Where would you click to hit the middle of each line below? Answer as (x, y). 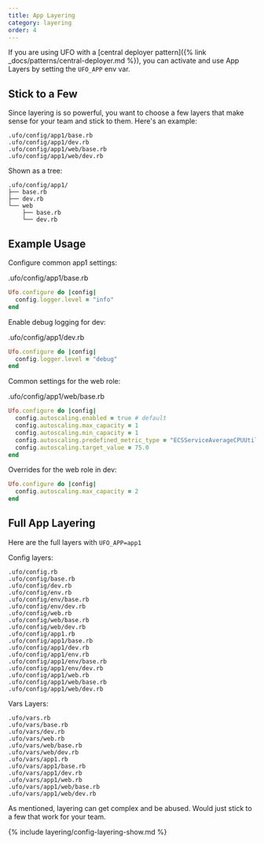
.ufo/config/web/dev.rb (47, 627)
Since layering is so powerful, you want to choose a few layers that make (126, 113)
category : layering (40, 23)
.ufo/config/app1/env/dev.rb (56, 668)
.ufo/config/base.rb (42, 579)
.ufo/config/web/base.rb (49, 620)
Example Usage (47, 243)
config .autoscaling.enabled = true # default (91, 418)
